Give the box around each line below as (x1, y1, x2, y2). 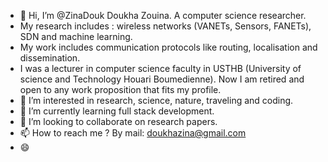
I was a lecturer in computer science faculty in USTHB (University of (19, 63, 302, 74)
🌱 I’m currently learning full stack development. (19, 105, 215, 117)
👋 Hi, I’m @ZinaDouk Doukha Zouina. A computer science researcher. (19, 10, 307, 21)
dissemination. (19, 52, 81, 64)
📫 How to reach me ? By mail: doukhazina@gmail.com (19, 127, 247, 139)
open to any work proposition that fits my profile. (19, 84, 222, 95)
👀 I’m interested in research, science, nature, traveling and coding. (19, 95, 294, 106)
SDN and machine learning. (19, 31, 133, 42)
